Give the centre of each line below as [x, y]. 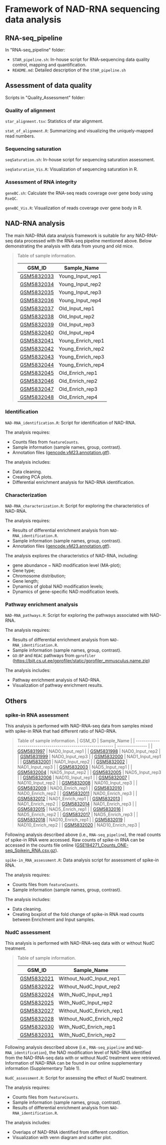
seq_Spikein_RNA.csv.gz [30, 850]
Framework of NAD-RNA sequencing [83, 9]
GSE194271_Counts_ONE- [102, 845]
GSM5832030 [37, 1027]
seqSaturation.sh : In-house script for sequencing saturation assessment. [80, 160]
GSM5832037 [37, 308]
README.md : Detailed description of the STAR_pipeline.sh [69, 70]
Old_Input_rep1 [77, 308]
